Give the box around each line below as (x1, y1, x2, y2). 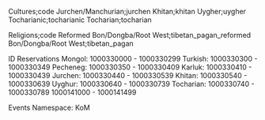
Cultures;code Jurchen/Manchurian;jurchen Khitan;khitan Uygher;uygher (8, 7, 247, 16)
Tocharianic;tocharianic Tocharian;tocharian (8, 15, 152, 24)
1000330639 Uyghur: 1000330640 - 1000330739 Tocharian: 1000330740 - (8, 79, 255, 88)
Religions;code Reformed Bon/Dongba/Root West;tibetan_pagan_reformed (8, 31, 252, 39)
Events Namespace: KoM (8, 103, 91, 112)
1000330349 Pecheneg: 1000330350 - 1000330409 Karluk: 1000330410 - (8, 62, 252, 72)
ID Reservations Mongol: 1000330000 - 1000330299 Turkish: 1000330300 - (8, 54, 258, 63)
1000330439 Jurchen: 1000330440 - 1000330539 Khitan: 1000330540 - (8, 71, 248, 80)
